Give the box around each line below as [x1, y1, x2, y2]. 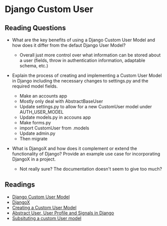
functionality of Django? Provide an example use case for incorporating [12, 151, 160, 157]
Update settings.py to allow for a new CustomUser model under [19, 104, 152, 109]
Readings [5, 180, 35, 189]
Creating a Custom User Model [12, 204, 77, 210]
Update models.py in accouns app [19, 114, 91, 120]
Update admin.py [19, 130, 56, 136]
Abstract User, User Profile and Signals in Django [12, 210, 115, 216]
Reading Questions [5, 24, 66, 32]
